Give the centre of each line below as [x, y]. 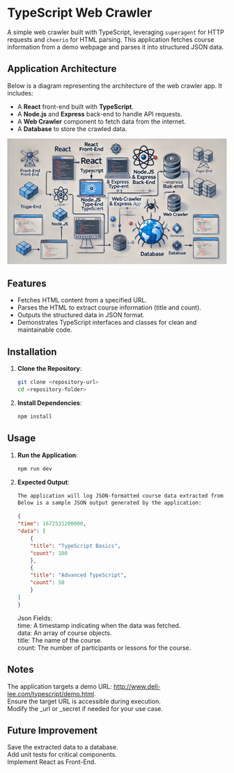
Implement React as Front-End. [52, 762]
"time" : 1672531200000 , [52, 524]
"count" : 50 [47, 583]
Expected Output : [43, 482]
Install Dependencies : [49, 403]
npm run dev [34, 468]
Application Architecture [62, 69]
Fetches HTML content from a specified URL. [82, 300]
